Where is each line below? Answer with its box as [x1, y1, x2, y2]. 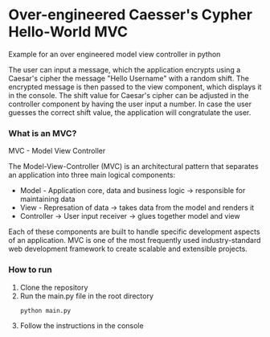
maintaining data [19, 195, 76, 204]
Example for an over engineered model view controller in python [8, 49, 221, 59]
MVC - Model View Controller [8, 146, 106, 156]
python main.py [19, 306, 72, 314]
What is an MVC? [8, 127, 77, 138]
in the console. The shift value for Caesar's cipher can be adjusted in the [8, 90, 249, 100]
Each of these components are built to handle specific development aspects [8, 227, 260, 236]
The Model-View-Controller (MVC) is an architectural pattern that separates [8, 162, 259, 171]
